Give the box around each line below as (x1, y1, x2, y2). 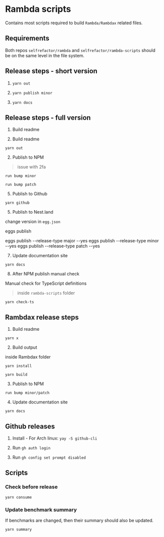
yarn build (5, 372, 28, 377)
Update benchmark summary (5, 506, 77, 513)
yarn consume (5, 494, 32, 500)
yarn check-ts (5, 300, 35, 305)
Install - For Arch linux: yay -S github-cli (12, 435, 97, 441)
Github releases (5, 422, 55, 431)
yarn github (5, 200, 30, 206)
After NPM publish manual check (12, 271, 80, 277)
